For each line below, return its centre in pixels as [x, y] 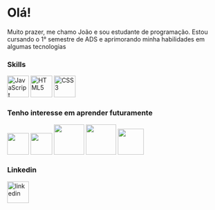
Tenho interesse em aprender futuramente [80, 113]
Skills [17, 64]
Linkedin [22, 170]
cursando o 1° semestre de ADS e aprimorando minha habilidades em [106, 39]
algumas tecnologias [37, 46]
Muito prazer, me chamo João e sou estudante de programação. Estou [108, 32]
